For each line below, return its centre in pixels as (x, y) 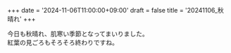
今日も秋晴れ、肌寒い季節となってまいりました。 (78, 34)
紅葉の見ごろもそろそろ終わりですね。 (63, 43)
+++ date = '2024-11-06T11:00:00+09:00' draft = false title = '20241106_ (113, 10)
